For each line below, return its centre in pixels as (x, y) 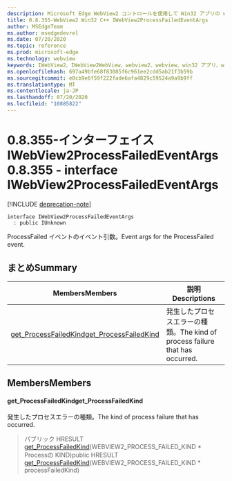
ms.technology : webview (41, 59)
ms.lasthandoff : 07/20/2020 (48, 98)
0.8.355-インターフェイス (81, 140)
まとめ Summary (42, 268)
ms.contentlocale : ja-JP (43, 91)
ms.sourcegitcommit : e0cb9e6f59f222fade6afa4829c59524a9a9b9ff (100, 78)
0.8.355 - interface (62, 170)
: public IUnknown (40, 222)
